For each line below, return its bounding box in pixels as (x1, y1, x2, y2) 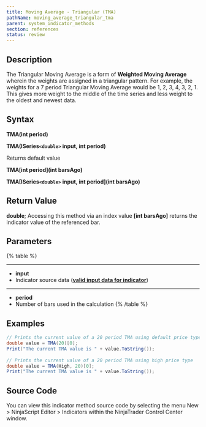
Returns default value (6, 154, 61, 162)
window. (6, 415, 28, 422)
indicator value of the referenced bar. (6, 218, 101, 226)
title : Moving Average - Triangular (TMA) (6, 9, 116, 15)
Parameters (6, 236, 52, 247)
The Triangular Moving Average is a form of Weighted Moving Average (6, 70, 187, 78)
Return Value (6, 196, 57, 206)
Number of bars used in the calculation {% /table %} (15, 300, 148, 308)
